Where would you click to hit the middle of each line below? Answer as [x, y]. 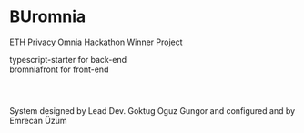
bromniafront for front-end [59, 69]
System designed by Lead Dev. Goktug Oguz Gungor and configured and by [152, 111]
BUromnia [48, 17]
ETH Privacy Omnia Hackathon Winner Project [96, 42]
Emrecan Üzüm [38, 121]
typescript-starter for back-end [68, 59]
